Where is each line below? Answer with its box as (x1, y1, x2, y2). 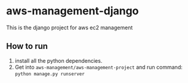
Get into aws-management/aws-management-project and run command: (14, 63, 183, 70)
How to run (6, 41, 48, 51)
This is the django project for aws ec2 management (6, 24, 133, 31)
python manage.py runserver (14, 70, 85, 77)
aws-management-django (6, 4, 139, 18)
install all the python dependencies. (14, 57, 103, 64)
